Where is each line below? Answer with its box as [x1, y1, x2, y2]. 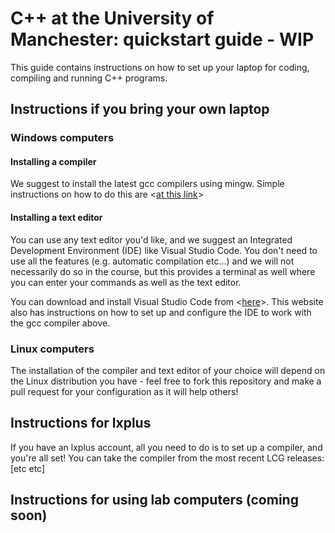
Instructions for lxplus [10, 415, 152, 432]
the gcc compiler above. [10, 317, 111, 329]
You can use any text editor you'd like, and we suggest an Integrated [10, 233, 293, 246]
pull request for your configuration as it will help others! [10, 385, 239, 397]
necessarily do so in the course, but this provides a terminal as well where [10, 265, 316, 277]
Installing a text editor [10, 212, 103, 224]
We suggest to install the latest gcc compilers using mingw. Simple [10, 178, 285, 190]
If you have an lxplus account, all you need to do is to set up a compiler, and [10, 441, 323, 453]
